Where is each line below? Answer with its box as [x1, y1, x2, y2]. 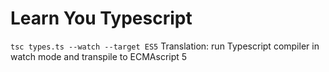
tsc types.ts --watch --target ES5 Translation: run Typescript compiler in [10, 40, 320, 52]
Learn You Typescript [10, 7, 193, 30]
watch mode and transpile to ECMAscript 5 [10, 50, 188, 62]
